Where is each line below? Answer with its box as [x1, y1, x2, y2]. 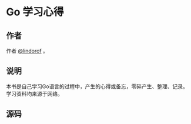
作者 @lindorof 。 [6, 48, 49, 54]
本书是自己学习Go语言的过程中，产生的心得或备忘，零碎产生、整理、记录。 [6, 83, 188, 90]
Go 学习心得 [6, 5, 64, 19]
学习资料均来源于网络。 [6, 90, 63, 97]
